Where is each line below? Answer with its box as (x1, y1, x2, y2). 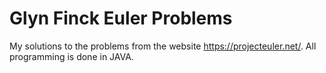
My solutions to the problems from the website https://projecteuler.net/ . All (9, 40, 317, 52)
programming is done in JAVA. (9, 50, 134, 62)
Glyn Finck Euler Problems (9, 7, 233, 30)
